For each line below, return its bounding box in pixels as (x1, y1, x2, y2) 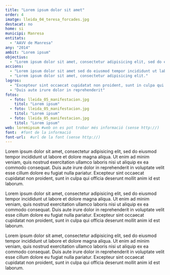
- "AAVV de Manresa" (10, 41, 53, 46)
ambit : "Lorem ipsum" (5, 50, 51, 55)
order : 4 (5, 12, 24, 17)
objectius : (5, 54, 28, 60)
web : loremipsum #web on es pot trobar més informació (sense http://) (5, 125, 159, 130)
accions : (5, 64, 24, 69)
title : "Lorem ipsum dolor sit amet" (5, 7, 85, 13)
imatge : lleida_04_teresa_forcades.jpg (5, 17, 90, 22)
